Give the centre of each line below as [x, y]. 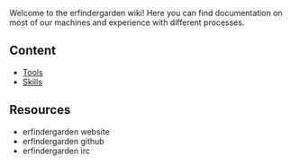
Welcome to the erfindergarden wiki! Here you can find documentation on [146, 13]
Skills [32, 82]
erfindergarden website [66, 131]
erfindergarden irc [56, 151]
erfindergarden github [64, 141]
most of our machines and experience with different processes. [127, 22]
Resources [40, 110]
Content [33, 51]
